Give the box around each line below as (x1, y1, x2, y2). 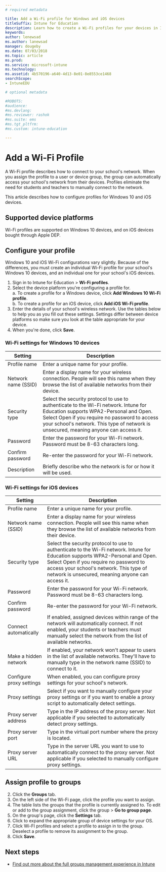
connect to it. (46, 665, 78, 672)
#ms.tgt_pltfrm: (5, 122, 39, 127)
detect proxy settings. (46, 720, 98, 727)
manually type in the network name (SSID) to (46, 659, 151, 666)
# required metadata (5, 7, 48, 12)
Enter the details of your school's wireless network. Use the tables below (12, 306, 161, 312)
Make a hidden (7, 653, 42, 660)
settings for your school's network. (46, 679, 128, 686)
